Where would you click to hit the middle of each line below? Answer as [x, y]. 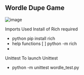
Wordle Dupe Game [35, 8]
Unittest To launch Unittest [31, 58]
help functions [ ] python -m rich [44, 44]
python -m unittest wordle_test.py [46, 67]
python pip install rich [34, 38]
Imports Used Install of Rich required [42, 29]
